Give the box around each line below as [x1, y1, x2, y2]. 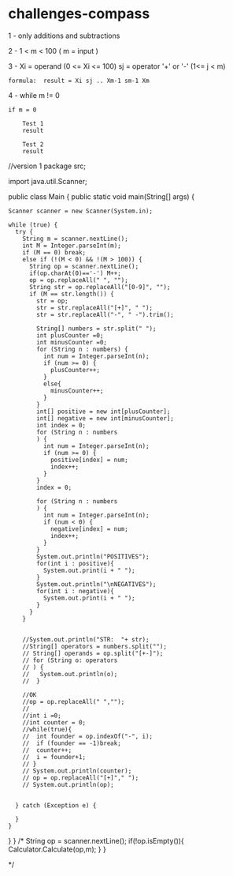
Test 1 [22, 119, 44, 127]
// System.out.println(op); [22, 780, 114, 788]
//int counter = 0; [22, 718, 87, 727]
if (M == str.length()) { [28, 290, 114, 298]
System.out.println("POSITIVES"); [36, 552, 150, 561]
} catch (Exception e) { [15, 801, 97, 810]
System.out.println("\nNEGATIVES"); [36, 580, 157, 588]
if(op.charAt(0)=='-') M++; [28, 269, 122, 277]
